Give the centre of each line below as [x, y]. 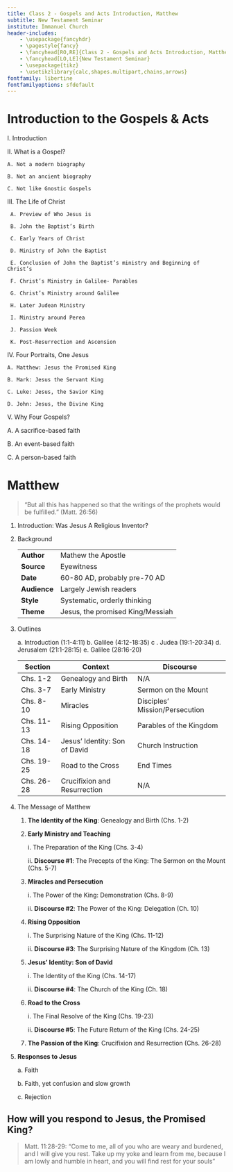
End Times [155, 766]
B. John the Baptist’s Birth [52, 226]
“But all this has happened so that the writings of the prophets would [122, 505]
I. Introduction [27, 138]
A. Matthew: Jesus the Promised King [62, 368]
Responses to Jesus [47, 1057]
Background [35, 539]
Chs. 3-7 [36, 690]
